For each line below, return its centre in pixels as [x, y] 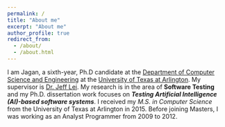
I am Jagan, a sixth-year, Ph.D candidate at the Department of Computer [111, 72]
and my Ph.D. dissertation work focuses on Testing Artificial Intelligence [112, 94]
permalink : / [26, 14]
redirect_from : [29, 40]
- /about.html [34, 53]
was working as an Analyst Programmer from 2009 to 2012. [92, 116]
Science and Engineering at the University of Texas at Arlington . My [104, 79]
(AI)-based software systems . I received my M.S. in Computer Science [110, 101]
